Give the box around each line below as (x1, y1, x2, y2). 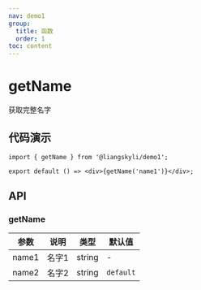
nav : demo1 (8, 11, 45, 20)
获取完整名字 (8, 105, 51, 115)
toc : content (8, 42, 53, 50)
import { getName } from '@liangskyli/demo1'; (8, 153, 169, 161)
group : (8, 19, 31, 28)
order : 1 (15, 34, 45, 43)
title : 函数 (15, 27, 54, 35)
